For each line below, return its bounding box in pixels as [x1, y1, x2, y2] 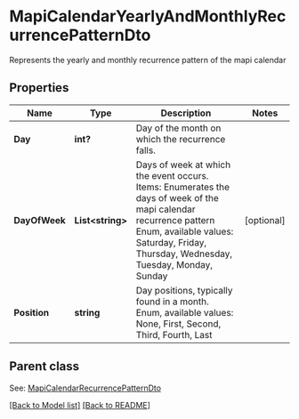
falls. [135, 144, 156, 157]
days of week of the [135, 191, 220, 204]
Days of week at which [135, 158, 231, 171]
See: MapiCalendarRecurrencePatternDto [9, 383, 162, 393]
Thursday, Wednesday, [135, 247, 233, 260]
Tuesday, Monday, [135, 258, 214, 270]
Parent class [9, 359, 80, 375]
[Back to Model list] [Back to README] [9, 399, 151, 410]
